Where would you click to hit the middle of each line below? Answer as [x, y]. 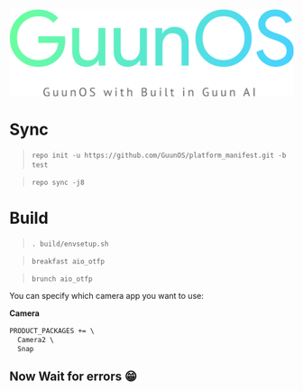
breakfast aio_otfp [68, 261]
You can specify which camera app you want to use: [107, 295]
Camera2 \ [36, 340]
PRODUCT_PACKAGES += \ [52, 330]
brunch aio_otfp [62, 279]
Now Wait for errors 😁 [73, 377]
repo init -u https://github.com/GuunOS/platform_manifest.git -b [159, 155]
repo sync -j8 [58, 182]
